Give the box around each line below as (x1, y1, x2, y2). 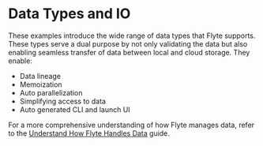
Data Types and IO (8, 5, 131, 23)
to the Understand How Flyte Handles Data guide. (8, 128, 170, 138)
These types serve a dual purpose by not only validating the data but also (8, 39, 248, 48)
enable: (8, 56, 33, 66)
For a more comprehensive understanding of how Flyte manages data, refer (8, 120, 255, 129)
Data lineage (19, 71, 62, 80)
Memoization (19, 80, 62, 89)
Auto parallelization (19, 88, 83, 97)
